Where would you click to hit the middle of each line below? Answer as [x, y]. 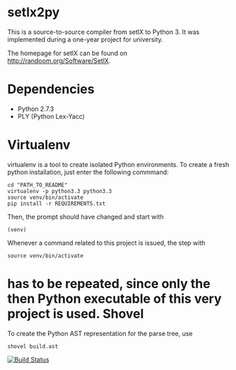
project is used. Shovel [76, 314]
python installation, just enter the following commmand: [88, 172]
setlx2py [34, 12]
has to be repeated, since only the [109, 284]
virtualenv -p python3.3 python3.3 [60, 191]
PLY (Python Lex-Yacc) [51, 116]
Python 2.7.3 [36, 109]
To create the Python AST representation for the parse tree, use [100, 333]
